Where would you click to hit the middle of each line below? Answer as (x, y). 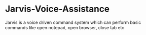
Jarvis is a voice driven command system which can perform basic (73, 22)
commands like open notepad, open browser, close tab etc (65, 27)
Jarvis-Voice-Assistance (57, 9)
